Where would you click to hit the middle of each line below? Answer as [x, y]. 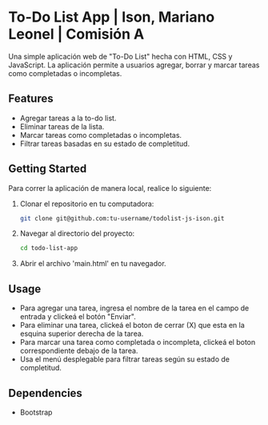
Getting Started [48, 169]
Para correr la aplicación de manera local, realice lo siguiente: [110, 188]
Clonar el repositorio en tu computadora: [87, 204]
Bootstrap [36, 412]
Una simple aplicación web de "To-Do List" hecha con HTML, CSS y [120, 56]
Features [31, 99]
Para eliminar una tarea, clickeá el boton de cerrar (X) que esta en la [132, 326]
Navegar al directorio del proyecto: [77, 233]
